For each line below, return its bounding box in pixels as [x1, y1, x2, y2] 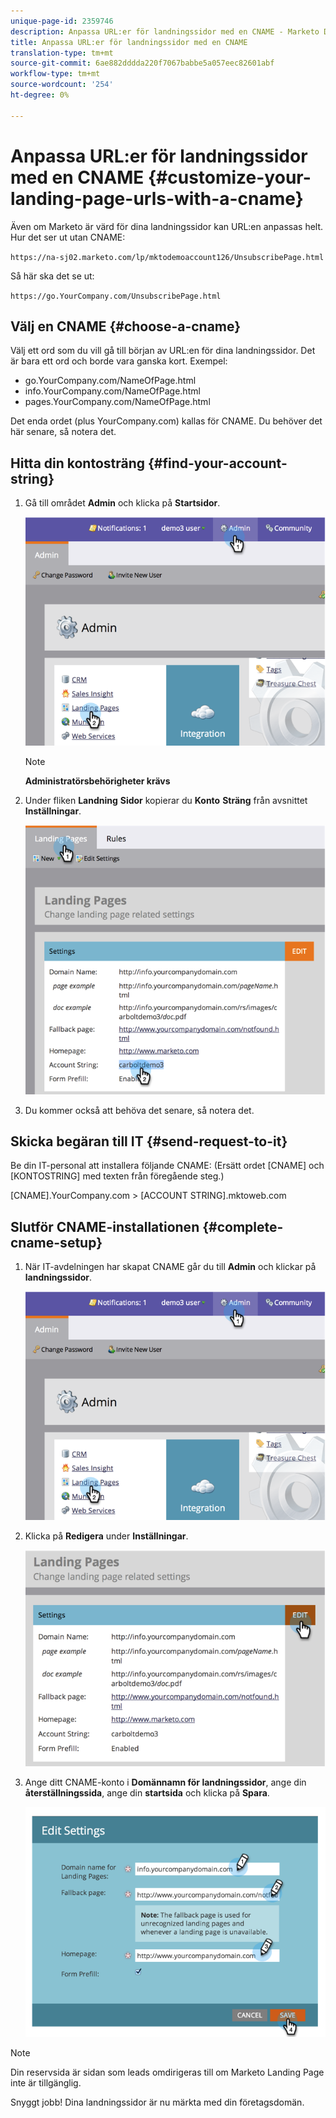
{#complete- [202, 1218, 284, 1235]
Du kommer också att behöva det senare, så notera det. [24, 1104, 255, 1116]
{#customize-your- [147, 166, 312, 189]
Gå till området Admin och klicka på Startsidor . [24, 497, 221, 509]
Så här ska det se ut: [10, 270, 95, 282]
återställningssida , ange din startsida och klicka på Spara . [24, 1787, 270, 1799]
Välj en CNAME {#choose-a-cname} [10, 318, 242, 335]
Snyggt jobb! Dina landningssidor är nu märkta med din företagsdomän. [10, 2096, 305, 2109]
